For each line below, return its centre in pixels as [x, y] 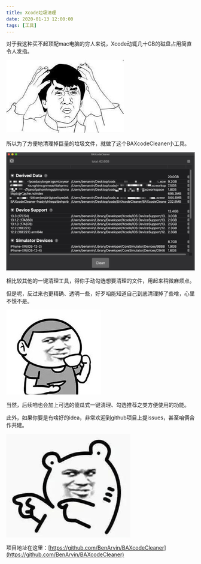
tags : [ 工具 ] [22, 25]
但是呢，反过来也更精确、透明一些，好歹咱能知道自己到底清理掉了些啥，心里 [100, 293]
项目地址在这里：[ [28, 547]
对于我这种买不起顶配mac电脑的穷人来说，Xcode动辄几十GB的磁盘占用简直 [99, 44]
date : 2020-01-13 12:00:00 [40, 19]
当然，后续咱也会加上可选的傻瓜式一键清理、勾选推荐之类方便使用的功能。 [98, 404]
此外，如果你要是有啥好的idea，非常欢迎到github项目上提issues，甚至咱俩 [98, 418]
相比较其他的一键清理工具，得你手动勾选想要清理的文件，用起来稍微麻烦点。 [100, 280]
